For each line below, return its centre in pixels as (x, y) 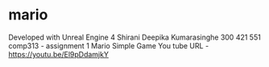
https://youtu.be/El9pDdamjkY (58, 54)
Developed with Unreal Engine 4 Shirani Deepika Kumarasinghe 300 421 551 (135, 37)
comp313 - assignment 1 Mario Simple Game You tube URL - (109, 45)
